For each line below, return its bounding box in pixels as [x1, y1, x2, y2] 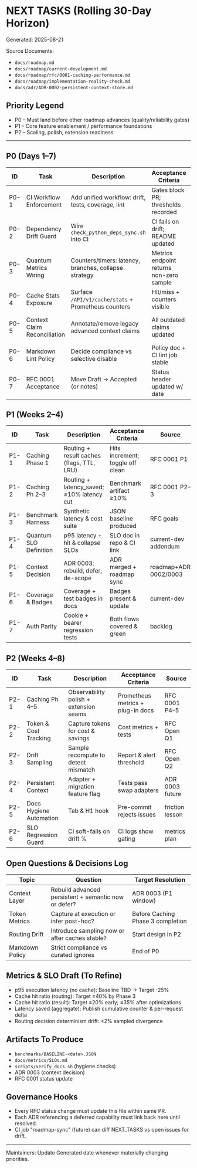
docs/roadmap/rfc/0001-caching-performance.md [14, 72, 131, 78]
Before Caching [131, 910, 175, 918]
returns [151, 263, 172, 272]
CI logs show [117, 827, 154, 835]
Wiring [26, 271, 45, 279]
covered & [109, 622, 138, 631]
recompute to [68, 751, 106, 759]
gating [117, 835, 136, 843]
